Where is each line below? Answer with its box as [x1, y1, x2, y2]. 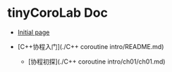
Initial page [17, 28, 50, 36]
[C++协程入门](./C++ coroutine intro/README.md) [17, 42, 164, 50]
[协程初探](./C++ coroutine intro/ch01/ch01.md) [27, 57, 166, 66]
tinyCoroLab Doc [7, 5, 108, 21]
